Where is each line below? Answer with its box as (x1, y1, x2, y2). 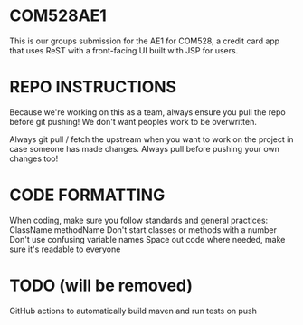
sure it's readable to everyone (9, 244, 121, 254)
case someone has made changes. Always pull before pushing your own (9, 143, 280, 154)
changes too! (9, 153, 59, 164)
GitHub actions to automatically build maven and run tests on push (9, 305, 258, 316)
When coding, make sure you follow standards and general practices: (9, 215, 269, 225)
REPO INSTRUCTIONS (9, 77, 177, 98)
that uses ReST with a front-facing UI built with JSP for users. (9, 44, 239, 55)
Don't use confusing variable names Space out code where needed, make (9, 234, 286, 244)
